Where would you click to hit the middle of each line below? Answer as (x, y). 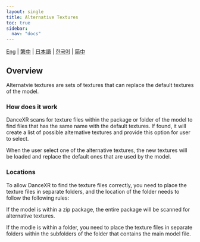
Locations (21, 172)
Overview (25, 71)
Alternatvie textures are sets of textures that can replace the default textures (100, 85)
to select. (18, 139)
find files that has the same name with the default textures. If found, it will (96, 126)
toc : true (18, 23)
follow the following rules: (38, 198)
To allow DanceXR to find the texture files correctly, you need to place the (97, 185)
